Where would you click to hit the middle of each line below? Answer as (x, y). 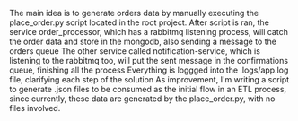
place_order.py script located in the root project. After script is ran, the (139, 22)
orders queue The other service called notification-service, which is (135, 51)
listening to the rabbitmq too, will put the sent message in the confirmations (149, 60)
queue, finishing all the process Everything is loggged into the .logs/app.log (149, 70)
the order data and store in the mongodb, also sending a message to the (143, 41)
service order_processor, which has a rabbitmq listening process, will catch (149, 32)
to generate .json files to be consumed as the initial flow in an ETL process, (148, 89)
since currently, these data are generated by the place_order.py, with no (142, 99)
